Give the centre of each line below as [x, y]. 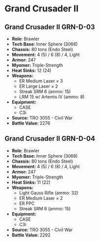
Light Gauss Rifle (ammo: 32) [49, 193]
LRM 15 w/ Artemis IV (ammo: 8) [52, 97]
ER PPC [27, 203]
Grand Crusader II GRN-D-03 [50, 27]
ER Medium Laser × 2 [41, 198]
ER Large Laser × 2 [38, 86]
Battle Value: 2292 [31, 235]
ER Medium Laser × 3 [41, 81]
